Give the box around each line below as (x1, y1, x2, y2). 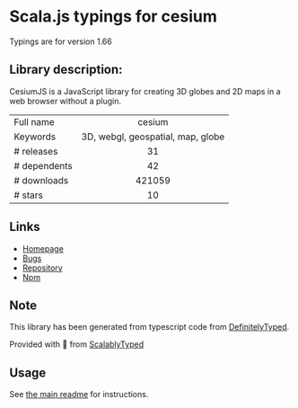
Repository (22, 262, 63, 273)
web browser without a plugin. (9, 95, 122, 106)
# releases (13, 145, 58, 157)
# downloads (13, 173, 69, 186)
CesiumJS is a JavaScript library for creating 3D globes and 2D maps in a (9, 85, 281, 96)
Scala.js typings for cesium (9, 6, 217, 27)
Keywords (13, 130, 57, 143)
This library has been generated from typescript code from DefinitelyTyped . (9, 322, 290, 333)
